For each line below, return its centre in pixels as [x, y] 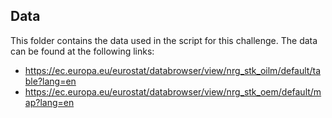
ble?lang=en [50, 81]
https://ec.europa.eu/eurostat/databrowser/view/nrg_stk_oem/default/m [173, 91]
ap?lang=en [49, 102]
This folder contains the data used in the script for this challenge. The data [164, 40]
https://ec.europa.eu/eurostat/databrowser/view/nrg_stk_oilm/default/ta [172, 70]
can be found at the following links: [82, 51]
